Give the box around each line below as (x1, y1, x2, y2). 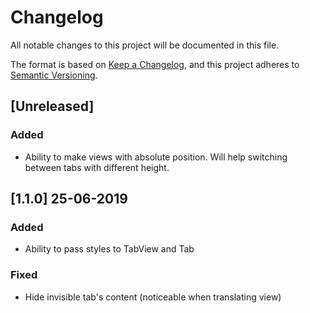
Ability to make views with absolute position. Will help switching (24, 151, 288, 163)
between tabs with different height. (24, 161, 170, 173)
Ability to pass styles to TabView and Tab (24, 243, 195, 255)
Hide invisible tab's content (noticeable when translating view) (24, 291, 282, 303)
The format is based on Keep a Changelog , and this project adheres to (10, 58, 300, 70)
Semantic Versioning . (10, 69, 98, 81)
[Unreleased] (10, 98, 95, 115)
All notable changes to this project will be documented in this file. (10, 39, 280, 51)
